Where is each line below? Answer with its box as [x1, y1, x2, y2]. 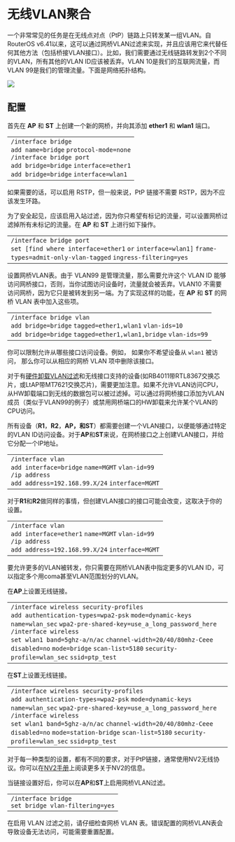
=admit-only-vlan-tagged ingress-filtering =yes [28, 253, 189, 261]
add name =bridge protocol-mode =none [10, 146, 131, 154]
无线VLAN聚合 [7, 6, 91, 22]
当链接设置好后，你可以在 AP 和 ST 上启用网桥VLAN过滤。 [7, 778, 169, 787]
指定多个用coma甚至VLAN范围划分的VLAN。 [13, 572, 143, 580]
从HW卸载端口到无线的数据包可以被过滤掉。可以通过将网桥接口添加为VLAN [7, 389, 225, 398]
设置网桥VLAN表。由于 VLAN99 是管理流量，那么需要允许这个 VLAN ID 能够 [7, 271, 227, 279]
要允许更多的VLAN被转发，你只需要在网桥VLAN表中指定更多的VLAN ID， [7, 563, 218, 571]
